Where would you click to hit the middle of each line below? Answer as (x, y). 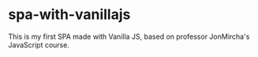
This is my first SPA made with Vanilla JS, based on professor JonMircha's (129, 36)
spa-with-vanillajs (69, 15)
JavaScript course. (39, 44)
